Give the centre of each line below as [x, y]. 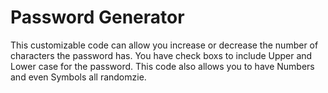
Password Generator [97, 17]
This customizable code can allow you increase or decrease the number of [164, 45]
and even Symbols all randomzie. [78, 77]
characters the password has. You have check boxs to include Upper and [161, 55]
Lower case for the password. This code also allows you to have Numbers [162, 66]
